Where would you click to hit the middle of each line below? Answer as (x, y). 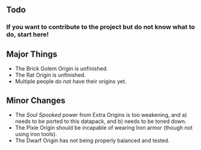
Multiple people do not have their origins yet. (71, 81)
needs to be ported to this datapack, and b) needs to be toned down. (101, 121)
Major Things (32, 54)
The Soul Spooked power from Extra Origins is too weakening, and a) (101, 114)
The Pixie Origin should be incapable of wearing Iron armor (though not (104, 127)
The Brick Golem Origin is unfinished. (62, 69)
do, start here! (28, 34)
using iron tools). (36, 134)
